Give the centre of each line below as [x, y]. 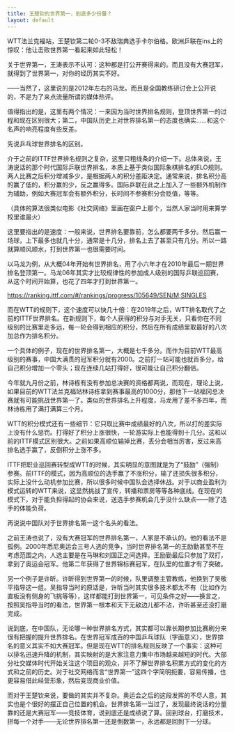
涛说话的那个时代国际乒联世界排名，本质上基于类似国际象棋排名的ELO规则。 [117, 167]
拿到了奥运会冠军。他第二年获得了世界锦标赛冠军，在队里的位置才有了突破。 [117, 563]
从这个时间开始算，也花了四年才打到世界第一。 [74, 281]
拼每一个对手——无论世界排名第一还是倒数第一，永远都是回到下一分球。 [111, 721]
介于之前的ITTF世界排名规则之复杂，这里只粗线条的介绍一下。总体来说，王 [115, 158]
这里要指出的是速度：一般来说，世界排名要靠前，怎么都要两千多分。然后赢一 [117, 231]
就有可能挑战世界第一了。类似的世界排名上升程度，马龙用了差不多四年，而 [120, 400]
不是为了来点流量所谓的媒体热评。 [68, 96]
